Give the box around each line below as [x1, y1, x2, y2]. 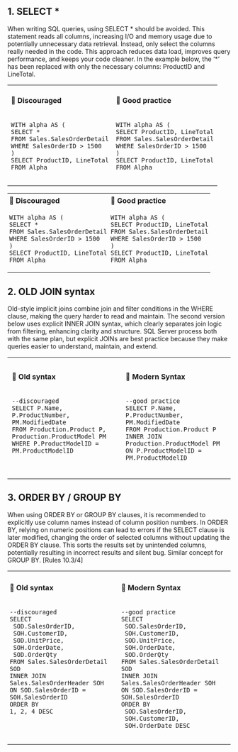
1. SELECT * [7, 6, 60, 18]
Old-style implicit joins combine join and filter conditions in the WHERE [7, 304, 214, 313]
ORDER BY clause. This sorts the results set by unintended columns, [7, 541, 207, 549]
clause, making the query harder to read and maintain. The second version [7, 312, 225, 321]
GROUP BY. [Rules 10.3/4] [7, 555, 84, 564]
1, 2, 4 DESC [9, 707, 54, 716]
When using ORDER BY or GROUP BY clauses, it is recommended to [7, 510, 206, 519]
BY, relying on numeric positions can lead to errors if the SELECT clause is [7, 525, 225, 534]
